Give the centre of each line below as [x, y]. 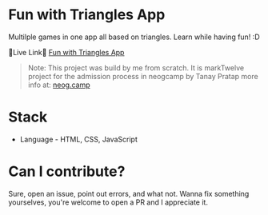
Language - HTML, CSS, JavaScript [79, 139]
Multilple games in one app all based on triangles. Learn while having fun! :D [134, 37]
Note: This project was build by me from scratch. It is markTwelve [136, 68]
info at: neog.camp [59, 85]
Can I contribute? [67, 171]
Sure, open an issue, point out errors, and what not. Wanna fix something [129, 193]
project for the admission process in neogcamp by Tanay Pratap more [143, 76]
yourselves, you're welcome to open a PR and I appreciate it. [108, 202]
